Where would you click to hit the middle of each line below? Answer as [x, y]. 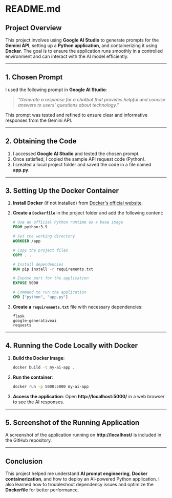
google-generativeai [35, 320]
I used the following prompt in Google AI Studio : [56, 90]
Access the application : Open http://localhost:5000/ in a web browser [89, 396]
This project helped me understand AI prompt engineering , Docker [77, 473]
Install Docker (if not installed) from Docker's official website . [78, 203]
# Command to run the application [49, 292]
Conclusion [24, 461]
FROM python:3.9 [30, 227]
